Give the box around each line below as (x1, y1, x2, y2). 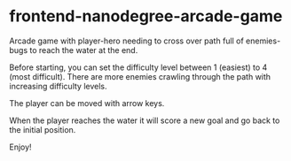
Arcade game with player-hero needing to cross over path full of (9, 35, 244, 46)
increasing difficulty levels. (9, 80, 107, 91)
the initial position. (9, 124, 76, 134)
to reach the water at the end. (29, 44, 138, 55)
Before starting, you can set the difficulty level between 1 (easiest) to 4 (9, 62, 268, 73)
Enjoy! (9, 142, 33, 152)
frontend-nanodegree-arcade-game (9, 6, 283, 27)
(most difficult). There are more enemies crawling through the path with (9, 71, 271, 81)
